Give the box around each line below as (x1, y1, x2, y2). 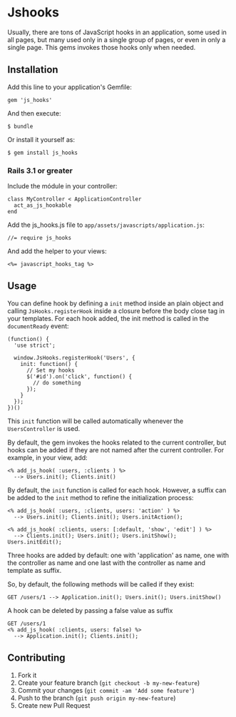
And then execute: (7, 108, 61, 118)
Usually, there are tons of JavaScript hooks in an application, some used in (7, 28, 227, 36)
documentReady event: (7, 322, 69, 330)
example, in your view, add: (7, 453, 88, 462)
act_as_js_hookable (14, 202, 72, 209)
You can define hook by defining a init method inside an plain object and (7, 299, 224, 307)
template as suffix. (7, 566, 62, 574)
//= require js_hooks (7, 235, 72, 242)
